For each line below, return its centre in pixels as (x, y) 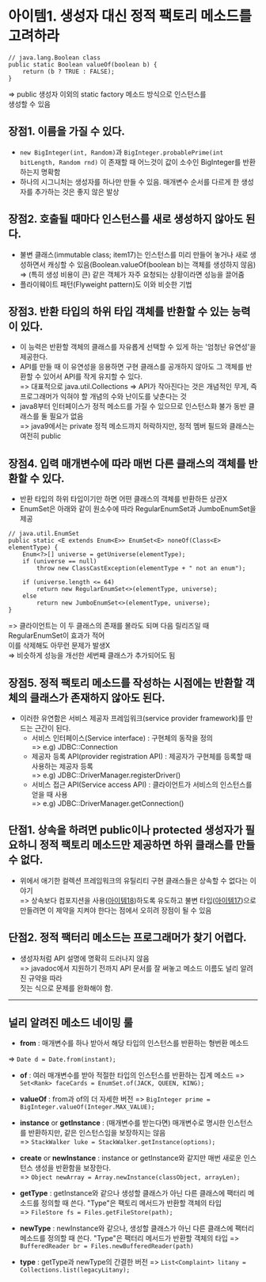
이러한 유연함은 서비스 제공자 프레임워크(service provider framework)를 (132, 718)
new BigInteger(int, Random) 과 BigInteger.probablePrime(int (122, 152)
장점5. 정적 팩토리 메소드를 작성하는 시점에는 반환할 (125, 683)
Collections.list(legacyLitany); (75, 1270)
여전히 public (40, 436)
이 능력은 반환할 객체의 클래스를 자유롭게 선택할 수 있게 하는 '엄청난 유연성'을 (138, 347)
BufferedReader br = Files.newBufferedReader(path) (106, 1246)
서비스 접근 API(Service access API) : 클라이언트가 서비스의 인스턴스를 (142, 784)
